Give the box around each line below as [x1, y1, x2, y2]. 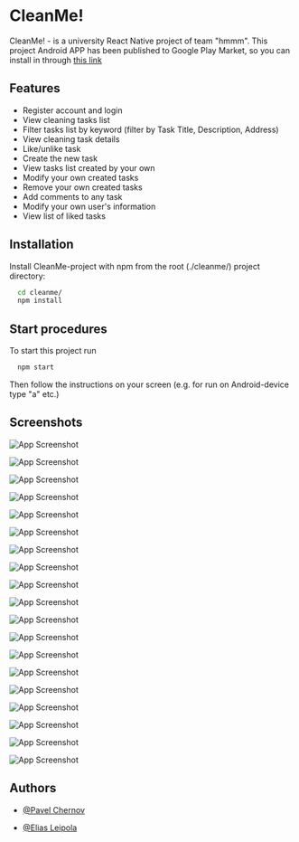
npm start [17, 363, 54, 372]
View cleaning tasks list [22, 114, 110, 125]
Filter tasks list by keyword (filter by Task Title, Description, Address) [22, 124, 279, 135]
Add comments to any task [22, 191, 123, 202]
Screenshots [9, 415, 83, 430]
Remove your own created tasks [22, 182, 143, 193]
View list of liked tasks [22, 210, 107, 222]
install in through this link [9, 54, 102, 65]
